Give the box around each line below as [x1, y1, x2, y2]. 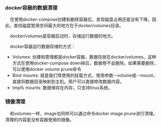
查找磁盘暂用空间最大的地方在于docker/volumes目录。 [13, 23, 124, 29]
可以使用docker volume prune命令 [12, 66, 82, 72]
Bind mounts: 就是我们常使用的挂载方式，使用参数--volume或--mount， [12, 72, 158, 78]
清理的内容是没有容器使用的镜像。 [5, 117, 74, 123]
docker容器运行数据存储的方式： [9, 43, 76, 50]
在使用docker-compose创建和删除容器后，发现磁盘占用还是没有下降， [9, 16, 152, 23]
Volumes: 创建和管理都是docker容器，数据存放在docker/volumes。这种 [12, 54, 157, 60]
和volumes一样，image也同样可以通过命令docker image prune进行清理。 [9, 110, 158, 116]
